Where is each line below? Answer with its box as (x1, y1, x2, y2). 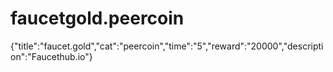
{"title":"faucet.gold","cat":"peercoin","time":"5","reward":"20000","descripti (10, 40, 324, 52)
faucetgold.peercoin (10, 7, 185, 30)
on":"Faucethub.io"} (10, 50, 93, 62)
